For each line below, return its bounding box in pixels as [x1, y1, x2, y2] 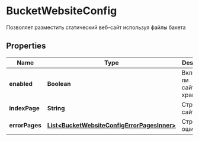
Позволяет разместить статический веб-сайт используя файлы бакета [6, 24, 186, 31]
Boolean [47, 79, 71, 88]
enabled [9, 79, 33, 88]
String [47, 104, 65, 112]
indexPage [9, 104, 40, 112]
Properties [6, 41, 46, 51]
